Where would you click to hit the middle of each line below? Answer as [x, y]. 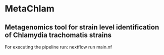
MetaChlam [30, 9]
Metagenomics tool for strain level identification [82, 27]
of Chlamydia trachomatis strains [58, 35]
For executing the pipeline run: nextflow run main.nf [58, 47]
